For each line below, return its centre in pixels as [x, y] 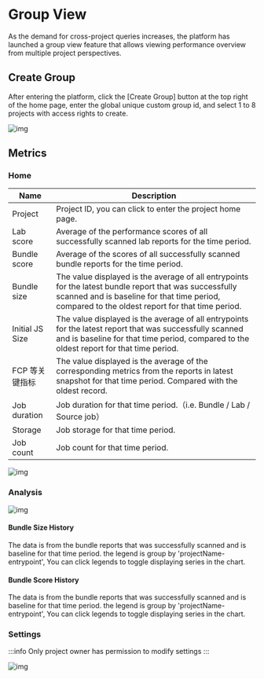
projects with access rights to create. [68, 113]
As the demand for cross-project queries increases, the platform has [119, 36]
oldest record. [82, 391]
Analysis [26, 493]
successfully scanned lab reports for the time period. [154, 241]
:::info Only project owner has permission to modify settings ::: [109, 651]
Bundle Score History [44, 580]
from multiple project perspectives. [65, 53]
